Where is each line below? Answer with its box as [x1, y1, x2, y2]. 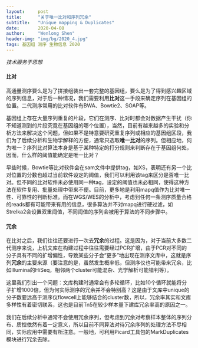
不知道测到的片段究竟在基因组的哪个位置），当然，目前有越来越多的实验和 [6, 122, 184, 129]
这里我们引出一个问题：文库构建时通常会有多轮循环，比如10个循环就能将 [6, 279, 182, 286]
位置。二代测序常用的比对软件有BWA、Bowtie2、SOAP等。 [6, 102, 150, 109]
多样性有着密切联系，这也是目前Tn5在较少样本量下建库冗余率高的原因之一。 [6, 301, 191, 308]
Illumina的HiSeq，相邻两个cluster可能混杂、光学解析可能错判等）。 [11, 267, 173, 274]
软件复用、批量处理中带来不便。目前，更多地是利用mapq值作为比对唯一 [16, 186, 190, 193]
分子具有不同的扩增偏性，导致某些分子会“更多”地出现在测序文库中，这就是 [6, 252, 187, 259]
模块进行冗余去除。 [6, 336, 53, 343]
